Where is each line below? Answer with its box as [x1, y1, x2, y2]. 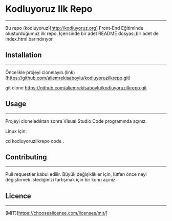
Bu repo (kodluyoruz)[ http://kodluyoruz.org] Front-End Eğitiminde [5, 25, 144, 31]
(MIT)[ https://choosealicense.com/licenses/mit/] [5, 210, 107, 216]
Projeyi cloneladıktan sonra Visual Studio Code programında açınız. [5, 118, 147, 124]
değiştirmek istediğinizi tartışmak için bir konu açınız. [5, 177, 117, 183]
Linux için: [5, 128, 27, 134]
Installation [5, 51, 42, 60]
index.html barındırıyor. [5, 35, 54, 42]
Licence [5, 191, 32, 200]
